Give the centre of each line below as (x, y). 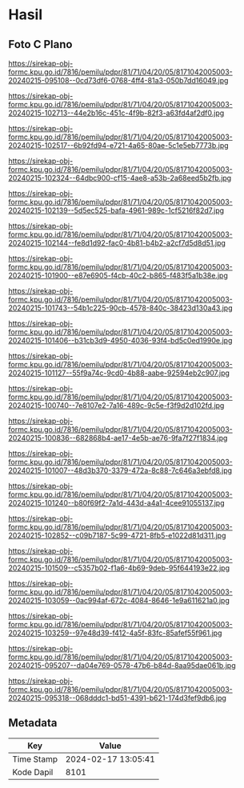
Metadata (33, 723)
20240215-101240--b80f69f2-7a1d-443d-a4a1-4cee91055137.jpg (116, 503)
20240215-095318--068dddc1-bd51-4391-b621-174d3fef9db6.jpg (117, 698)
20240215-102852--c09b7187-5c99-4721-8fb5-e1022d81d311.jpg (117, 535)
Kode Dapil (33, 772)
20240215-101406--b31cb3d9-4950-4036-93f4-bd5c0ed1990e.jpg (120, 340)
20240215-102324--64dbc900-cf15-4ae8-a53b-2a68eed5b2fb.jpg (120, 178)
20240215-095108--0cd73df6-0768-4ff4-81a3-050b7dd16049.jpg (118, 80)
